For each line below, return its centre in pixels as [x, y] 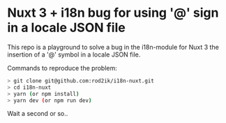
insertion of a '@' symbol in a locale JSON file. [74, 55]
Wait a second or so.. [38, 114]
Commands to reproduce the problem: [62, 68]
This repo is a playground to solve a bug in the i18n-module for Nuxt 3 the [113, 47]
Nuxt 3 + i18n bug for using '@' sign [113, 13]
